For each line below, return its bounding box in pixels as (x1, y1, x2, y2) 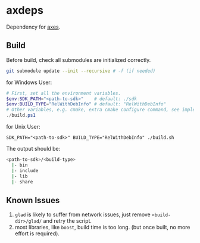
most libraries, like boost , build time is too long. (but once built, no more (14, 224, 190, 231)
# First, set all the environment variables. (6, 90, 121, 96)
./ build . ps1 (6, 113, 36, 119)
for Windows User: (6, 79, 52, 86)
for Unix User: (6, 123, 40, 130)
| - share (11, 179, 33, 185)
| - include (11, 167, 39, 173)
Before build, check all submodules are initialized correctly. (6, 56, 151, 63)
